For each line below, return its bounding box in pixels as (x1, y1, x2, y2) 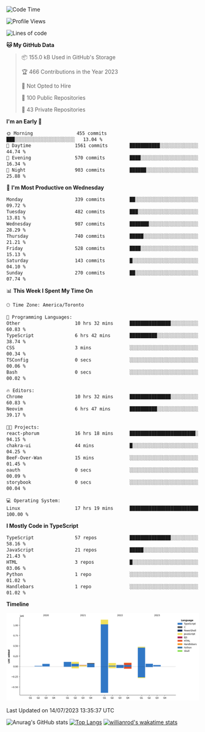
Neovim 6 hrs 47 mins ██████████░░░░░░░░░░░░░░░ (6, 406, 199, 412)
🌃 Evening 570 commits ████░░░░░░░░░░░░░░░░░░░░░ (6, 155, 199, 161)
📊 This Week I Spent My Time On (6, 287, 93, 294)
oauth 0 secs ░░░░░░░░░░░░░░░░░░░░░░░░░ (6, 467, 199, 473)
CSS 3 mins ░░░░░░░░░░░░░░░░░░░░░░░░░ (6, 345, 199, 351)
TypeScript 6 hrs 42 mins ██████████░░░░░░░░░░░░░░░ (6, 333, 199, 339)
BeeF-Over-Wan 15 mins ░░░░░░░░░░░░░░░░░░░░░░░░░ (6, 455, 199, 461)
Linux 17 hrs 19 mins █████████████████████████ (6, 505, 199, 511)
